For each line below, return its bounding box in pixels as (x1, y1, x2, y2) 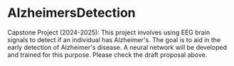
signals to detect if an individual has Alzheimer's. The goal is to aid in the (7, 35, 221, 44)
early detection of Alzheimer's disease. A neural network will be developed (7, 43, 228, 51)
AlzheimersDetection (7, 5, 137, 21)
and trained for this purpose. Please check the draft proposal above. (7, 51, 208, 59)
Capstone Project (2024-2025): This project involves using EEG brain (7, 28, 211, 37)
